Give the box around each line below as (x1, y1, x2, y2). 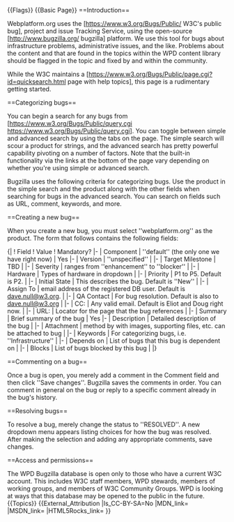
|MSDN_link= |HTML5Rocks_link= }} (7, 507, 111, 515)
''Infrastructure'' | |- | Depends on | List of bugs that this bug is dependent (7, 336, 221, 345)
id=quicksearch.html (7, 77, 66, 86)
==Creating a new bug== (7, 213, 80, 221)
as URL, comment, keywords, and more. (7, 200, 122, 208)
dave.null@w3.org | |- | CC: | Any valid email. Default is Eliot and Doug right (7, 299, 224, 308)
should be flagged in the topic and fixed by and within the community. (7, 57, 208, 65)
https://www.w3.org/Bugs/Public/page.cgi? (88, 70, 213, 78)
